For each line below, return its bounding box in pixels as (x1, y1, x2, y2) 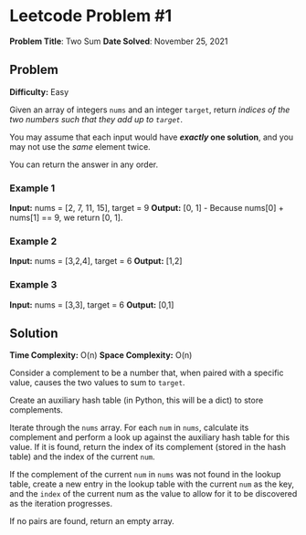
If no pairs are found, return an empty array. (9, 516, 175, 527)
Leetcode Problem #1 (9, 5, 173, 26)
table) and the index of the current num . (9, 451, 155, 462)
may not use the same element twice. (9, 141, 151, 152)
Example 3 (9, 278, 58, 291)
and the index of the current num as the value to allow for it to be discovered (9, 488, 298, 499)
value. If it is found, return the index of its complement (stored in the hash (9, 442, 286, 453)
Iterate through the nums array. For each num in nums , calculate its (9, 422, 249, 434)
